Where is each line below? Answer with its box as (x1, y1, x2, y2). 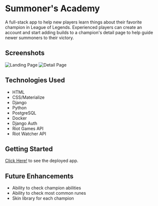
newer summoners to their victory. (5, 35, 74, 41)
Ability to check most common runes (12, 190, 86, 196)
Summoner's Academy (5, 3, 100, 14)
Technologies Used (5, 76, 65, 85)
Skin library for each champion (12, 195, 74, 201)
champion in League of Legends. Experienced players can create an (5, 24, 142, 30)
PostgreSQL (12, 110, 37, 115)
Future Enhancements (5, 172, 74, 180)
